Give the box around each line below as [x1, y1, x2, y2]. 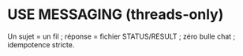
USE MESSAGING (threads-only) [7, 6, 224, 24]
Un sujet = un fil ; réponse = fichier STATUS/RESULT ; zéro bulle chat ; [7, 32, 236, 41]
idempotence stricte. [7, 39, 75, 49]
